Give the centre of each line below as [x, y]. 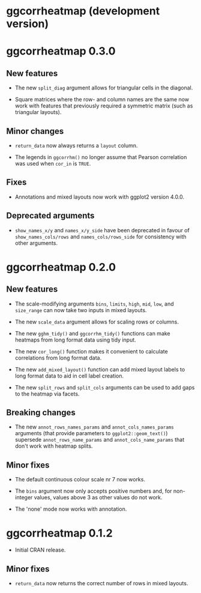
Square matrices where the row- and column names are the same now [102, 100]
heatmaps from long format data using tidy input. [75, 340]
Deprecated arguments [50, 216]
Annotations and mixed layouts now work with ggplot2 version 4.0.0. [100, 197]
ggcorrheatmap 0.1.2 [59, 533]
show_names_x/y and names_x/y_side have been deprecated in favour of [102, 230]
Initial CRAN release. [40, 550]
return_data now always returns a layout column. [76, 146]
